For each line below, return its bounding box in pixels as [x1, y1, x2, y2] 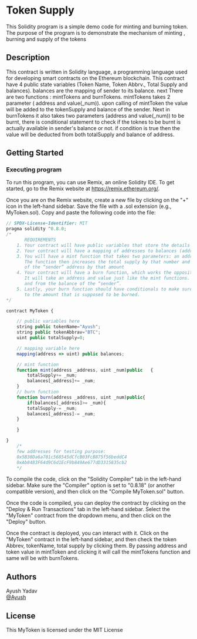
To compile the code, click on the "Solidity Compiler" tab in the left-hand [6, 475, 182, 483]
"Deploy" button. [6, 518, 47, 525]
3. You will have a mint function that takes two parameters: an [16, 253, 180, 259]
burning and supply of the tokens [6, 35, 87, 42]
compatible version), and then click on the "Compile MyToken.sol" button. [6, 488, 185, 495]
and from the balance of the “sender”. [24, 281, 122, 287]
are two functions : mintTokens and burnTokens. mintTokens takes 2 [6, 93, 171, 100]
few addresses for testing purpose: [16, 448, 107, 454]
